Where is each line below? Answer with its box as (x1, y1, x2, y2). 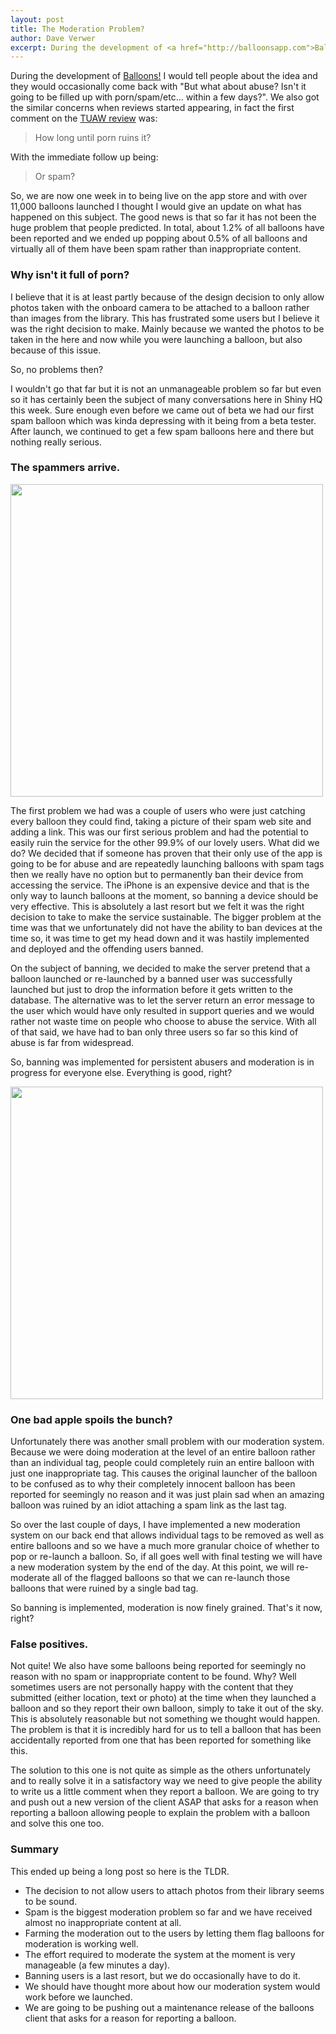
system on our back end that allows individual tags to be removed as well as (10, 1529, 325, 1541)
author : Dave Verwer (10, 33, 97, 43)
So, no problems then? (10, 363, 104, 375)
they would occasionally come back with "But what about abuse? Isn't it (10, 81, 307, 93)
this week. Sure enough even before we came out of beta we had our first (10, 404, 315, 416)
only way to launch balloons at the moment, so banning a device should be (10, 889, 319, 901)
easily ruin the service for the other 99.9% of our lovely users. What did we (10, 836, 320, 848)
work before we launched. (24, 1991, 133, 2003)
